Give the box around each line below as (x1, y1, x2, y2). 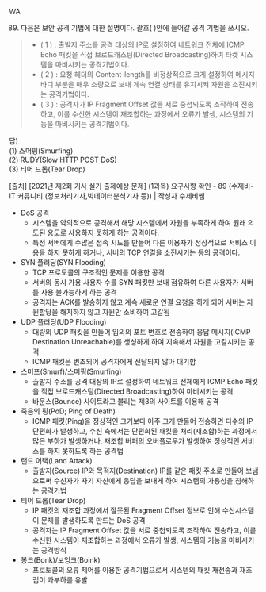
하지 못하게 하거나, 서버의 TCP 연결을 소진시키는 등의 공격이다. (47, 248, 241, 257)
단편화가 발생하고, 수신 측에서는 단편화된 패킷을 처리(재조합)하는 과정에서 (32, 426, 258, 436)
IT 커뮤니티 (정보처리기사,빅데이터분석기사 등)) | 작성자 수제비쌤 (9, 191, 205, 201)
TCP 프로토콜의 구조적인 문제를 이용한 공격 (32, 267, 165, 277)
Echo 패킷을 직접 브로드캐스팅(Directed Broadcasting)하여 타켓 (40, 50, 239, 59)
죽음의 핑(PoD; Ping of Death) (20, 406, 116, 416)
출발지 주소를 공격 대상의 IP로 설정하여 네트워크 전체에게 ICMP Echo (32, 377, 244, 386)
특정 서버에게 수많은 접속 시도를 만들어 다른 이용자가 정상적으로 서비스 (32, 238, 249, 247)
